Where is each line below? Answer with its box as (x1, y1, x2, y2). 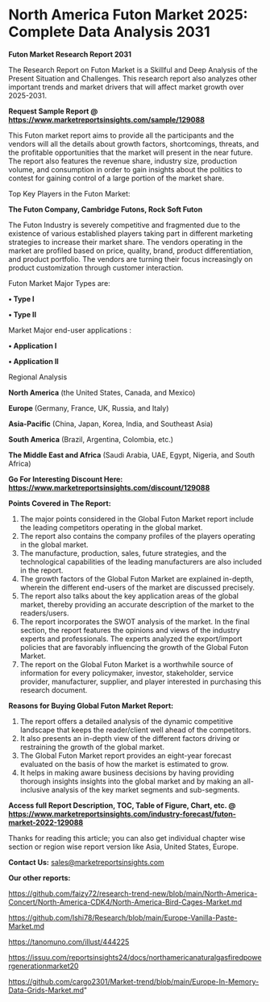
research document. (19, 685, 88, 694)
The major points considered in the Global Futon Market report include (19, 514, 254, 524)
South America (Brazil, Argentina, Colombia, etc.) (8, 434, 174, 444)
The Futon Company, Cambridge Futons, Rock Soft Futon (8, 204, 203, 214)
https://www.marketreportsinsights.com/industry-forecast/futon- (8, 809, 236, 818)
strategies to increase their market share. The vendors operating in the (8, 237, 243, 246)
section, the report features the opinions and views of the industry (19, 625, 240, 635)
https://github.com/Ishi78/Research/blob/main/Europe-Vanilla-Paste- (8, 913, 238, 922)
